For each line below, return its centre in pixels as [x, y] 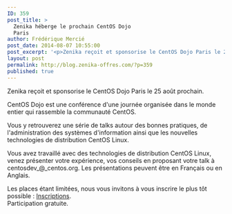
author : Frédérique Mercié [46, 39]
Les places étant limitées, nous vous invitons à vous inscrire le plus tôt [107, 188]
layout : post [26, 59]
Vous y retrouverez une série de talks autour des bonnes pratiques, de [107, 125]
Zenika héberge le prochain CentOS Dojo [72, 26]
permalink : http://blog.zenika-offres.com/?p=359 [80, 65]
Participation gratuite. [38, 203]
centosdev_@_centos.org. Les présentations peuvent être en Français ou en [115, 168]
